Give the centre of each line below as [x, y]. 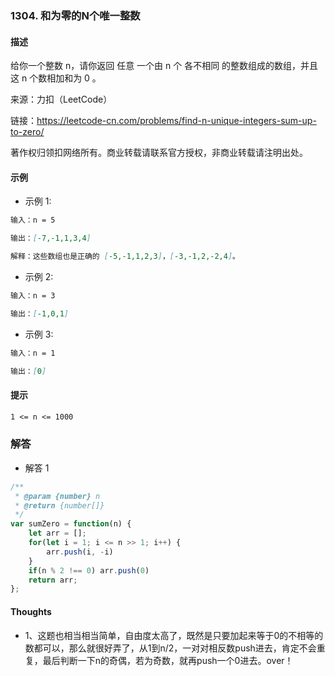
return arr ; [53, 580]
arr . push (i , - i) [80, 552]
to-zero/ [27, 132]
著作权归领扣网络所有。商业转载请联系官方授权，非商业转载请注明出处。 [159, 153]
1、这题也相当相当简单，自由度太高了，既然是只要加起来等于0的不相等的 [174, 635]
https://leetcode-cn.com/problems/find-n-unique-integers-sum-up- [176, 121]
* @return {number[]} [59, 505]
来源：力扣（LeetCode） [61, 99]
